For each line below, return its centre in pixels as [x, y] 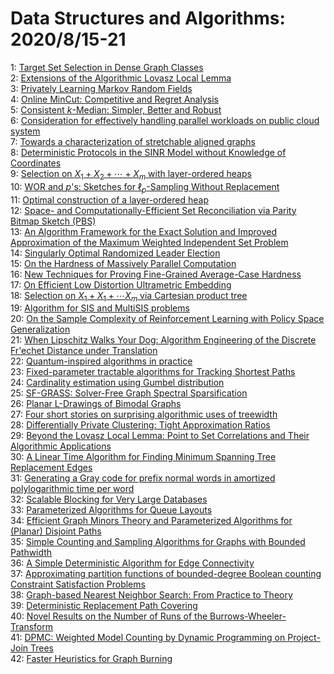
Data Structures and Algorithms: [148, 18]
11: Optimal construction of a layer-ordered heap [109, 199]
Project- [304, 638]
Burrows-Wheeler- [248, 616]
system [25, 131]
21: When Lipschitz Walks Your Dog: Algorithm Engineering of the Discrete [163, 340]
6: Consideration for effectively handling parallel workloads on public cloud [165, 120]
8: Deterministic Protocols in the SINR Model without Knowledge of [148, 152]
